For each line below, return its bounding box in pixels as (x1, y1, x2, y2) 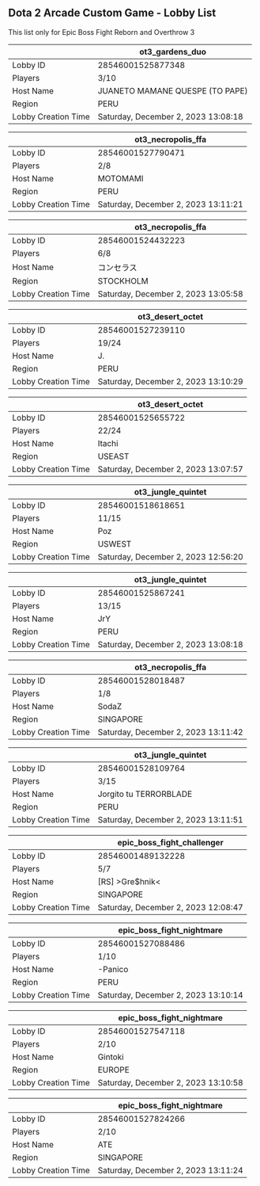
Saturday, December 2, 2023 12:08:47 (97, 902, 243, 913)
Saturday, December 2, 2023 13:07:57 (97, 463, 243, 475)
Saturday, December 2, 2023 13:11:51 (97, 814, 243, 825)
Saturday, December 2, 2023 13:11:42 (97, 726, 243, 738)
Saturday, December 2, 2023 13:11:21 (97, 198, 243, 209)
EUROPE (97, 1064, 130, 1075)
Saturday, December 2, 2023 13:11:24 (97, 1165, 243, 1176)
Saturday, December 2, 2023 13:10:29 (97, 376, 243, 387)
